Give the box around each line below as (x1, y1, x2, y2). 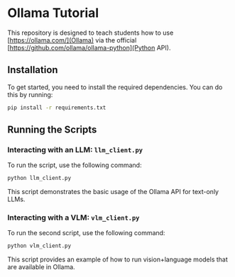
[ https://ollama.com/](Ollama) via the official (7, 35, 137, 44)
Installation (7, 64, 58, 76)
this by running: (7, 90, 53, 98)
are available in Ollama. (7, 263, 76, 271)
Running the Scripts (7, 124, 97, 136)
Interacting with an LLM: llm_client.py (7, 145, 143, 154)
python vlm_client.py (7, 242, 72, 249)
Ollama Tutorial (7, 5, 99, 21)
